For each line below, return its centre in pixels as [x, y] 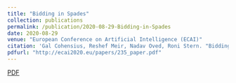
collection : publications [45, 20]
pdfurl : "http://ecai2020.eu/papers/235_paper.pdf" [84, 53]
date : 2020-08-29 [33, 33]
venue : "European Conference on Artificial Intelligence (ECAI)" [105, 40]
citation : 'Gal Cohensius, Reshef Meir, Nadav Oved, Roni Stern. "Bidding [119, 46]
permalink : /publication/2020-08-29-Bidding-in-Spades [89, 27]
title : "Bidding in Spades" [48, 14]
